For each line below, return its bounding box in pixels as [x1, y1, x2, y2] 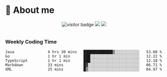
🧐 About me [5, 4, 55, 16]
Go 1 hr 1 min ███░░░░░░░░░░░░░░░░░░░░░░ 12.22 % [5, 54, 162, 59]
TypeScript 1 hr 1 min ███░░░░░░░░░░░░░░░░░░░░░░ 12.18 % [5, 58, 162, 64]
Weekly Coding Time [5, 38, 57, 45]
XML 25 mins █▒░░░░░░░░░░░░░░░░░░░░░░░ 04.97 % [5, 67, 162, 72]
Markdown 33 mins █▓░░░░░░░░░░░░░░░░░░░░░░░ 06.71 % [5, 63, 162, 68]
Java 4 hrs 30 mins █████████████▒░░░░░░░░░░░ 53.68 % [5, 50, 162, 55]
